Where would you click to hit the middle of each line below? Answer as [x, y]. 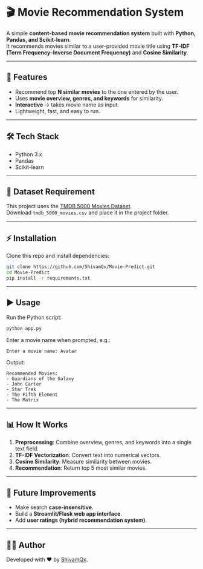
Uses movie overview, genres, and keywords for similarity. [89, 98]
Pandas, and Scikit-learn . [39, 39]
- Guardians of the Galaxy [40, 379]
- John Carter [24, 384]
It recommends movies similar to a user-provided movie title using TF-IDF [98, 46]
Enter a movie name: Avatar [42, 351]
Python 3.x [28, 154]
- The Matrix [23, 400]
